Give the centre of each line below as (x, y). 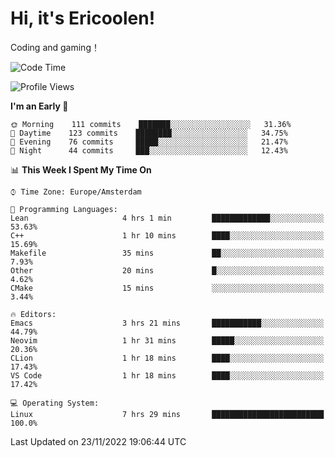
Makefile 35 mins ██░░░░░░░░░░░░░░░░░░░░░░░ (167, 253)
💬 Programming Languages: (64, 209)
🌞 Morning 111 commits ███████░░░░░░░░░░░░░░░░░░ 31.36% (151, 124)
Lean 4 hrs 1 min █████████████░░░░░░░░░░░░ (167, 218)
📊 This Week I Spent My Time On (81, 169)
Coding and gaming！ (55, 47)
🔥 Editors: (33, 314)
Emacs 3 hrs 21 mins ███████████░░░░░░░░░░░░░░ (167, 323)
